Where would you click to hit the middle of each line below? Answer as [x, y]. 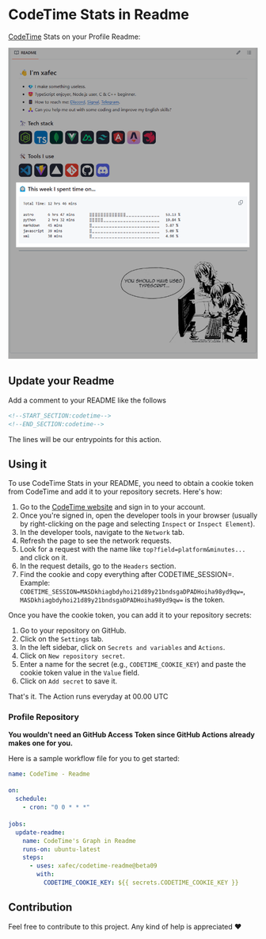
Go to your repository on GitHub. [73, 631]
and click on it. [44, 558]
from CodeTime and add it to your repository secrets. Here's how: [116, 492]
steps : [33, 858]
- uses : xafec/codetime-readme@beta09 [93, 866]
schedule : [31, 799]
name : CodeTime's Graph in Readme [79, 841]
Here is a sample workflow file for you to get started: [94, 758]
